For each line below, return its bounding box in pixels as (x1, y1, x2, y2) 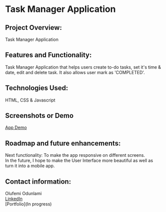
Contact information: (5, 177, 71, 186)
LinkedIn (5, 196, 23, 202)
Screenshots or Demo (5, 111, 74, 120)
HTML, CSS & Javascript (5, 97, 55, 103)
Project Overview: (5, 23, 62, 32)
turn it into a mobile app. (5, 163, 55, 169)
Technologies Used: (5, 84, 68, 93)
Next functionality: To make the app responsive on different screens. (5, 152, 145, 158)
